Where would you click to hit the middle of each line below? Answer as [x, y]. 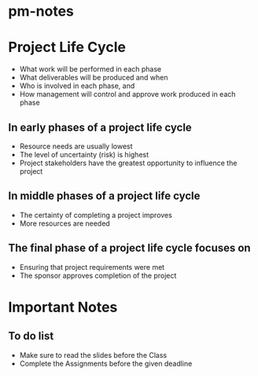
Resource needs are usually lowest [76, 146]
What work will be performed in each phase [90, 69]
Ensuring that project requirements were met [92, 267]
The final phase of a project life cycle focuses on [129, 248]
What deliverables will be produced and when [94, 78]
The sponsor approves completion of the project [98, 275]
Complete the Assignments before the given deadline [106, 363]
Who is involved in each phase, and [77, 86]
